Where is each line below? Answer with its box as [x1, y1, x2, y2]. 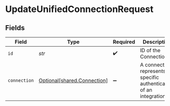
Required [113, 39, 136, 45]
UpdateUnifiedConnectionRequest [5, 4, 154, 15]
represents [140, 68, 166, 74]
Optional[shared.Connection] [38, 77, 108, 84]
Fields [5, 24, 25, 32]
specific [140, 74, 159, 81]
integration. [140, 93, 167, 99]
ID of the [140, 47, 161, 54]
